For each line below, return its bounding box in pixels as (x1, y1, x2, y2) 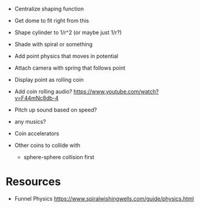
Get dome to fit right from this (14, 17, 89, 24)
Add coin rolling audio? (14, 88, 72, 95)
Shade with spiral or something (14, 41, 92, 48)
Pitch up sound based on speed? (14, 106, 97, 113)
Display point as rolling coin (14, 76, 84, 83)
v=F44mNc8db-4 (14, 95, 59, 101)
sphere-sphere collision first (23, 154, 95, 160)
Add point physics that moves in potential (14, 52, 119, 60)
